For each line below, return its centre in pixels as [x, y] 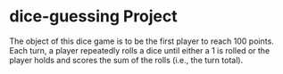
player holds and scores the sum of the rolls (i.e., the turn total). [126, 60]
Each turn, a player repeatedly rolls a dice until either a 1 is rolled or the [140, 50]
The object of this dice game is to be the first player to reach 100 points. [141, 41]
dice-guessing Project [94, 16]
